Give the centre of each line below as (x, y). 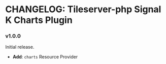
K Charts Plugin (39, 20)
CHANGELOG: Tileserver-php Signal (83, 9)
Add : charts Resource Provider (45, 57)
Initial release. (20, 47)
